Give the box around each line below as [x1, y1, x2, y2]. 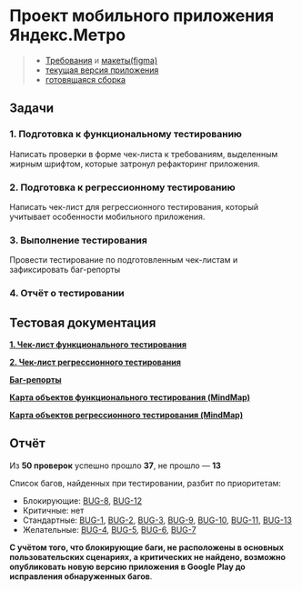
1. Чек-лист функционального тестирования [9, 338, 187, 350]
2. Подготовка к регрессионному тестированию [9, 181, 236, 194]
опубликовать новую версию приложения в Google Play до [9, 561, 246, 572]
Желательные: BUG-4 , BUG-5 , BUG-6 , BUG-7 [22, 524, 197, 535]
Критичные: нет [22, 505, 85, 516]
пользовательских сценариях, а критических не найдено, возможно [9, 551, 287, 562]
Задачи [9, 101, 55, 116]
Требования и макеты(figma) [45, 55, 158, 65]
